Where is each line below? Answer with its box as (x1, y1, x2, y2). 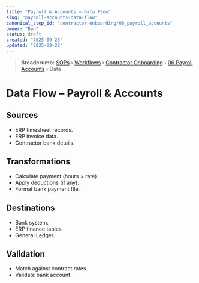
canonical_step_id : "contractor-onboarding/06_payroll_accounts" (6, 20, 173, 26)
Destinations (6, 203, 55, 213)
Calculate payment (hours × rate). (14, 172, 99, 179)
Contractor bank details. (14, 139, 75, 146)
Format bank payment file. (14, 185, 80, 193)
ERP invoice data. (14, 132, 59, 140)
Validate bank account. (14, 272, 72, 279)
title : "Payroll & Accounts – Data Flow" (6, 8, 111, 15)
